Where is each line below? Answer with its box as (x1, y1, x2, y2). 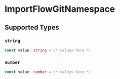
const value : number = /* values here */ (4, 70, 91, 75)
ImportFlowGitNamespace (4, 3, 115, 15)
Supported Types (4, 23, 60, 32)
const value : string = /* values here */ (4, 48, 91, 53)
